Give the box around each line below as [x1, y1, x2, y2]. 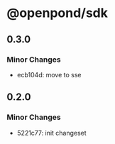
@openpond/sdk [6, 5, 108, 21]
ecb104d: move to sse [16, 70, 82, 79]
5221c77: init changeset [16, 128, 87, 137]
